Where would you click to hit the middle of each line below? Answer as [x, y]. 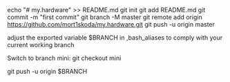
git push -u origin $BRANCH [47, 71]
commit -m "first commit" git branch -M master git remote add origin [105, 17]
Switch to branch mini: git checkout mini [64, 58]
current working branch [41, 45]
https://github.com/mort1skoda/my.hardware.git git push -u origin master [111, 24]
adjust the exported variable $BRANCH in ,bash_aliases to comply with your [115, 38]
